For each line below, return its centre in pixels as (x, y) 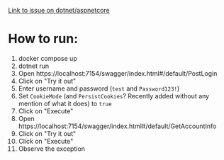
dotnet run (34, 66)
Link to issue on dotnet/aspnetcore (59, 10)
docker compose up (47, 58)
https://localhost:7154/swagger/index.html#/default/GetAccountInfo (117, 126)
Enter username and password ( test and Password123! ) (99, 88)
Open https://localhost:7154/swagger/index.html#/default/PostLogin (118, 73)
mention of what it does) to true (65, 103)
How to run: (43, 39)
